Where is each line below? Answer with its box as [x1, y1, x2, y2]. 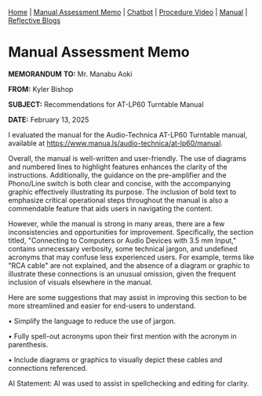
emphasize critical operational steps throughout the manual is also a [8, 195, 229, 204]
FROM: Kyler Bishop [8, 84, 74, 93]
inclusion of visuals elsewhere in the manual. [8, 277, 153, 287]
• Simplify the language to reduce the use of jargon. [8, 316, 176, 325]
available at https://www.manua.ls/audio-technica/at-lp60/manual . [8, 138, 224, 148]
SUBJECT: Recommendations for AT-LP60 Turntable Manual [8, 99, 204, 109]
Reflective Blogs [8, 16, 61, 25]
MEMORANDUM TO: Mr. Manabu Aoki [8, 69, 133, 79]
